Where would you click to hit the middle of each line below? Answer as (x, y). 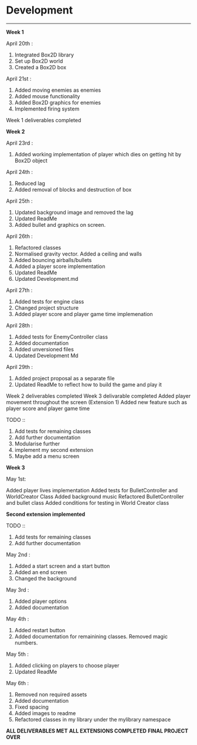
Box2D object (31, 160)
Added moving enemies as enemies (58, 90)
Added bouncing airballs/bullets (53, 260)
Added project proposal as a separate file (64, 378)
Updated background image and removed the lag (74, 212)
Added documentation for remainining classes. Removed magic (91, 636)
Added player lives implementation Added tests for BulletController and (92, 490)
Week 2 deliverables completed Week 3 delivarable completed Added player (98, 396)
